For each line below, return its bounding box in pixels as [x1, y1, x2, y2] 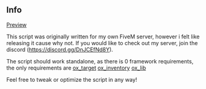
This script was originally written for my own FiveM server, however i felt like [6, 33, 200, 40]
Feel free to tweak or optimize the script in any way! [6, 76, 137, 83]
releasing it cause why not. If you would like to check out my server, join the [6, 39, 198, 46]
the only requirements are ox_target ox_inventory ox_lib [6, 64, 147, 71]
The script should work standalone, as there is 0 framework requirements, [6, 57, 194, 65]
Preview [6, 21, 27, 28]
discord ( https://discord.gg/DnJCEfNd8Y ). [6, 46, 113, 53]
